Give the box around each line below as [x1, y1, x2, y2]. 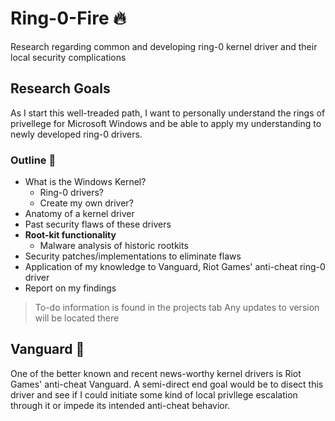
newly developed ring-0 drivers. [10, 128, 143, 140]
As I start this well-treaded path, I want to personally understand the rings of [10, 107, 326, 119]
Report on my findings [24, 282, 117, 294]
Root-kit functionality [24, 229, 117, 241]
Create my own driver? [39, 197, 134, 209]
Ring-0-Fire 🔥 [10, 7, 127, 30]
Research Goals [10, 80, 111, 97]
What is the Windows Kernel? [24, 176, 147, 188]
